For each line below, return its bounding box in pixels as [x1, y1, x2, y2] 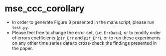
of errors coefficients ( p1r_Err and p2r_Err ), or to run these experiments [11, 35, 161, 41]
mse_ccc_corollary [4, 3, 85, 14]
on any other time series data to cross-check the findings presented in [11, 40, 157, 46]
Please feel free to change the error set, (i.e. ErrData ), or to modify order [11, 29, 162, 35]
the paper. [11, 45, 33, 51]
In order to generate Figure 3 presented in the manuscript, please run [11, 19, 155, 25]
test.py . [11, 24, 29, 30]
